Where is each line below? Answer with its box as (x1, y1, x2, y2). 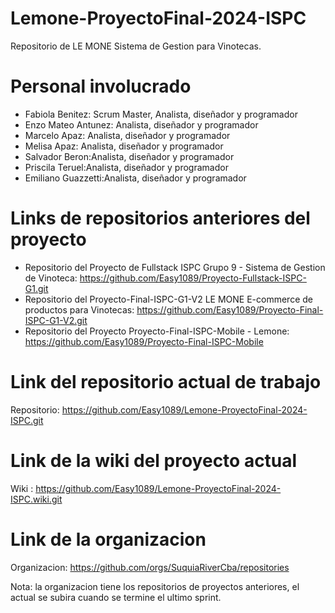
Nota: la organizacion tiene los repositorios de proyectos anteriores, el (10, 580, 300, 592)
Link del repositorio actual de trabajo (10, 371, 322, 393)
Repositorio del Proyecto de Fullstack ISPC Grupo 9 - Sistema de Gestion (24, 261, 326, 273)
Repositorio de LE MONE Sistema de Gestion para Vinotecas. (10, 40, 262, 52)
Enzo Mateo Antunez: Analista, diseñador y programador (24, 118, 259, 131)
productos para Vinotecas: (24, 303, 135, 316)
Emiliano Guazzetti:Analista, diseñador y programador (24, 172, 247, 184)
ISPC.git (10, 414, 44, 426)
